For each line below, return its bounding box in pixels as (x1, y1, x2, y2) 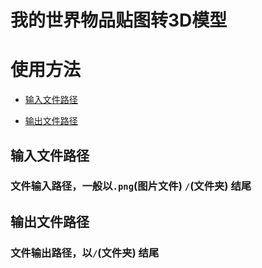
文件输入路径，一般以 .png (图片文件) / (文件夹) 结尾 (10, 179, 252, 193)
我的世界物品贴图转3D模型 (10, 9, 228, 32)
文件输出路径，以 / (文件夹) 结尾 (10, 246, 160, 260)
